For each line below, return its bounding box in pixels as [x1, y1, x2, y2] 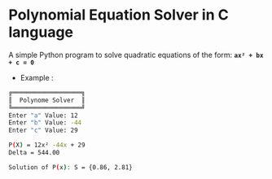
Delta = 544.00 [8, 149, 60, 157]
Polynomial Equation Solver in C [8, 6, 230, 24]
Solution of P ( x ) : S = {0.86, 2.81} [8, 163, 133, 172]
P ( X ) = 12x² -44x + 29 [8, 141, 86, 150]
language [8, 23, 74, 41]
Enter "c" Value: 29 [8, 126, 79, 135]
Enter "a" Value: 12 [8, 111, 79, 120]
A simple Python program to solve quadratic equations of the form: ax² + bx [8, 50, 264, 59]
